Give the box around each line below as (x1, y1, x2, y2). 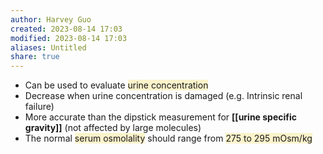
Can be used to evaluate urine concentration (24, 79, 209, 91)
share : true (10, 52, 60, 62)
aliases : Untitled (10, 42, 87, 53)
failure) (24, 101, 55, 113)
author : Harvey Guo (10, 14, 92, 25)
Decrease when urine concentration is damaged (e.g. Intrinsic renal (24, 90, 303, 102)
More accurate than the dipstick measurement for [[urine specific (24, 111, 298, 123)
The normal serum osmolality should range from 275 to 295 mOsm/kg (24, 132, 313, 145)
